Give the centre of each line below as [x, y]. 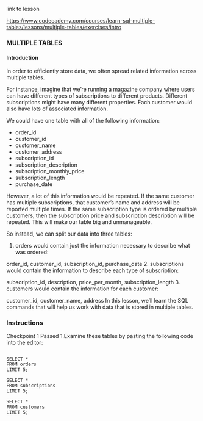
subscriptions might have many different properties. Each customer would [99, 103]
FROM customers [26, 407]
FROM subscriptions [31, 386]
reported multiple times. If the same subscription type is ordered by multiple [102, 209]
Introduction [22, 57]
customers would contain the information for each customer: [83, 289]
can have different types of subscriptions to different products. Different [97, 96]
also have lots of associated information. [57, 109]
